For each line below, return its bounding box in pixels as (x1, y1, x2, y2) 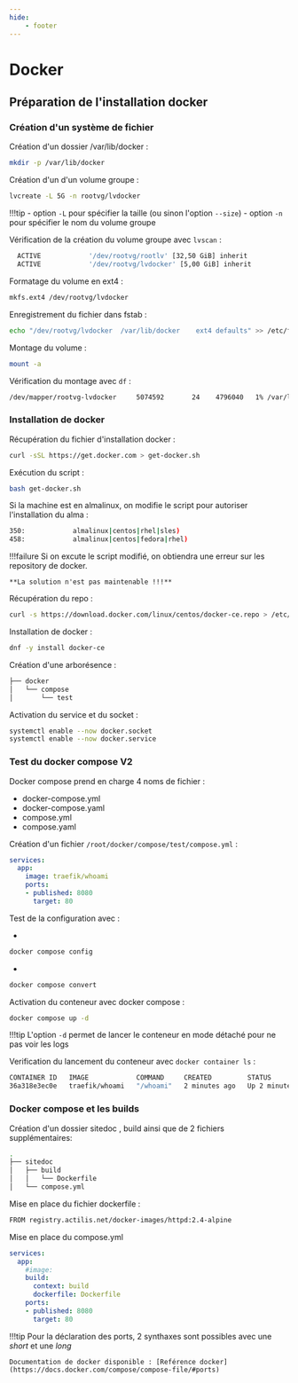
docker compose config (9, 947, 93, 956)
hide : (9, 12, 29, 22)
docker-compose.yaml (21, 802, 105, 813)
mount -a (9, 359, 42, 368)
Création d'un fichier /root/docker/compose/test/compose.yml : (9, 838, 238, 849)
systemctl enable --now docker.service (9, 735, 157, 743)
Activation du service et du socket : (9, 709, 139, 719)
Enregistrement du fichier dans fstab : (9, 309, 147, 319)
